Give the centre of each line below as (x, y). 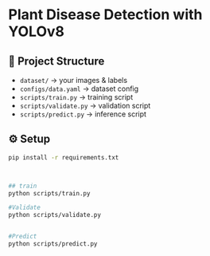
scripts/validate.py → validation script (85, 106)
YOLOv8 (37, 32)
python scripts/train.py (49, 193)
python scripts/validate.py (55, 215)
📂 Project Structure (56, 61)
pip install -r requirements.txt (64, 157)
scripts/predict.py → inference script (83, 114)
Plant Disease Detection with (105, 15)
